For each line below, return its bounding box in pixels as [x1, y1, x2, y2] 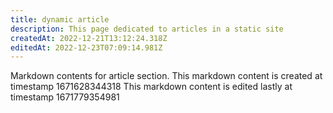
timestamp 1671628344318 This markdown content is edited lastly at [10, 81, 293, 93]
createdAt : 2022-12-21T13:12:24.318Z [10, 33, 168, 43]
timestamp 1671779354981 [10, 91, 120, 103]
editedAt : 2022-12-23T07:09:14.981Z [10, 42, 163, 53]
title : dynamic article [10, 14, 110, 25]
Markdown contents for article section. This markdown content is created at [10, 70, 323, 82]
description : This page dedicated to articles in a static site [10, 24, 284, 34]
